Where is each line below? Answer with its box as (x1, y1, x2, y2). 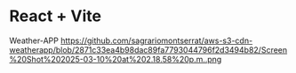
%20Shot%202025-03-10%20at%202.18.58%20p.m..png (9, 54, 222, 64)
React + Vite (9, 6, 102, 26)
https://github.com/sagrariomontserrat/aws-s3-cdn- (60, 35, 253, 46)
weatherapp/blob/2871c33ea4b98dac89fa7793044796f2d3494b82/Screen (9, 44, 288, 55)
